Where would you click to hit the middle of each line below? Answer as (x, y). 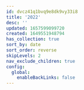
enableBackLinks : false (46, 78)
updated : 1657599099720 (35, 28)
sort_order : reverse (32, 50)
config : (16, 67)
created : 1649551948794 (35, 34)
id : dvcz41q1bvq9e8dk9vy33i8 (42, 12)
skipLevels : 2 (24, 56)
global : (21, 72)
